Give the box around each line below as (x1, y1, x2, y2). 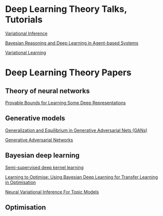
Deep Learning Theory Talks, (5, 3, 127, 15)
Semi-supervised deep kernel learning (5, 164, 84, 170)
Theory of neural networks (5, 87, 90, 95)
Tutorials (5, 14, 43, 25)
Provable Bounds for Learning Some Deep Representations (5, 100, 126, 106)
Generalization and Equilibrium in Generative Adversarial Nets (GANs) (5, 127, 148, 133)
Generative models (5, 114, 66, 122)
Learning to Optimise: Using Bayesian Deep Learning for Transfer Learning (5, 174, 158, 180)
